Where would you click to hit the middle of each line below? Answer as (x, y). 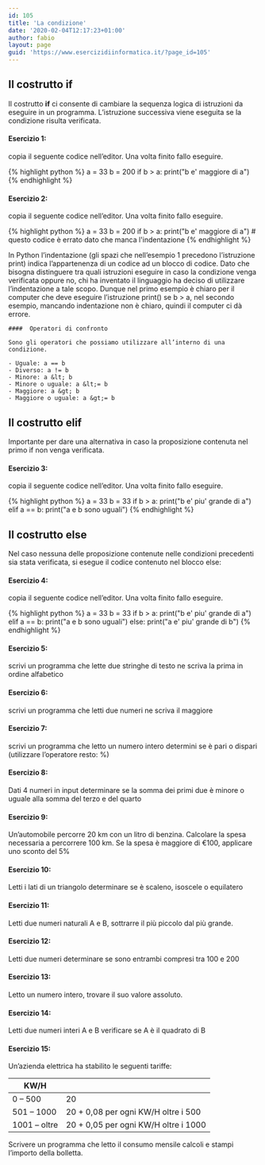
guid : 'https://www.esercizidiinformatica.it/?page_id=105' (110, 52)
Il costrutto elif (45, 423)
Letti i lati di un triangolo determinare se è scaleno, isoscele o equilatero (126, 887)
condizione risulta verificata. (55, 121)
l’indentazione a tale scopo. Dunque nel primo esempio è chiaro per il (121, 289)
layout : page (30, 45)
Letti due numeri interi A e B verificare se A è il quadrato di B (107, 1030)
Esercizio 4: (28, 580)
